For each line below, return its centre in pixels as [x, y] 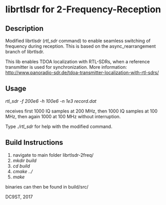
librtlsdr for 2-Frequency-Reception [83, 10]
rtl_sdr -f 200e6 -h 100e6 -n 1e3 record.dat [51, 101]
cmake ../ [23, 171]
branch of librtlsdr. [25, 52]
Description [24, 29]
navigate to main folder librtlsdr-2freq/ [53, 155]
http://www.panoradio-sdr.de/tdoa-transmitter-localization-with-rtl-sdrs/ [82, 72]
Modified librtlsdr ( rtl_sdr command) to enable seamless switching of [78, 41]
